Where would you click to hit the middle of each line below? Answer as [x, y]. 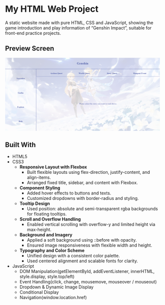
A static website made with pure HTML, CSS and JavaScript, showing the [79, 23]
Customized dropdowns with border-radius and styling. [83, 198]
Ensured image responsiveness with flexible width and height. [89, 245]
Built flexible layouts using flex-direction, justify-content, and [88, 172]
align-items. [39, 177]
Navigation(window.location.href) [53, 298]
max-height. [39, 230]
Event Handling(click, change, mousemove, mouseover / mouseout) [88, 282]
